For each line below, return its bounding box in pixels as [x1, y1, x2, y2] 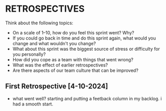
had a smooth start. [12, 101, 53, 107]
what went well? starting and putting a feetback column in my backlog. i [12, 95, 162, 101]
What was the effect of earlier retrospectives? [12, 62, 108, 68]
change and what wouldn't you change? [12, 40, 96, 46]
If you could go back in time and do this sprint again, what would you [12, 35, 156, 41]
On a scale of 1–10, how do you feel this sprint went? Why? [12, 29, 135, 35]
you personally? [12, 51, 46, 57]
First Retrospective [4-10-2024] [5, 82, 108, 91]
